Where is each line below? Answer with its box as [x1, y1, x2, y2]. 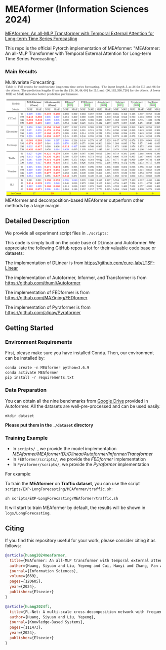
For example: [5, 471, 32, 477]
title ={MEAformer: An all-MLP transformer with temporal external [9, 558, 149, 563]
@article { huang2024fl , [5, 604, 52, 609]
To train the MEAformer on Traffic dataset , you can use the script [5, 481, 140, 487]
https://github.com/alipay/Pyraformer [5, 309, 81, 315]
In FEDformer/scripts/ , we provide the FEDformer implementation [12, 456, 146, 462]
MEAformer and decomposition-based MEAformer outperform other [5, 197, 144, 203]
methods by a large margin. [5, 202, 61, 208]
